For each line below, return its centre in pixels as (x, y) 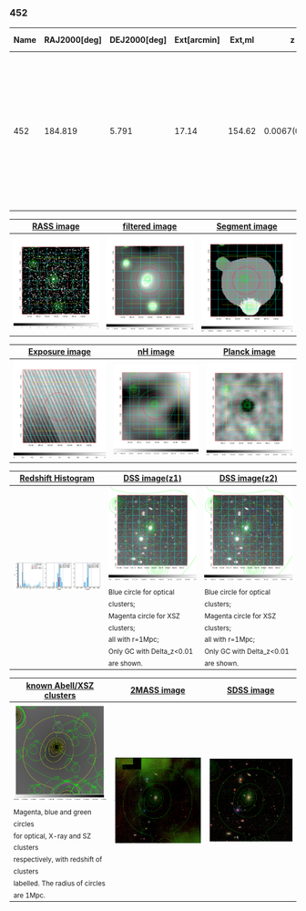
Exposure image (59, 352)
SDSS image (251, 690)
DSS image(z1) (153, 478)
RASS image (56, 226)
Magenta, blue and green (52, 812)
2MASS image (158, 690)
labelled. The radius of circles (60, 883)
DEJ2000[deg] (138, 40)
